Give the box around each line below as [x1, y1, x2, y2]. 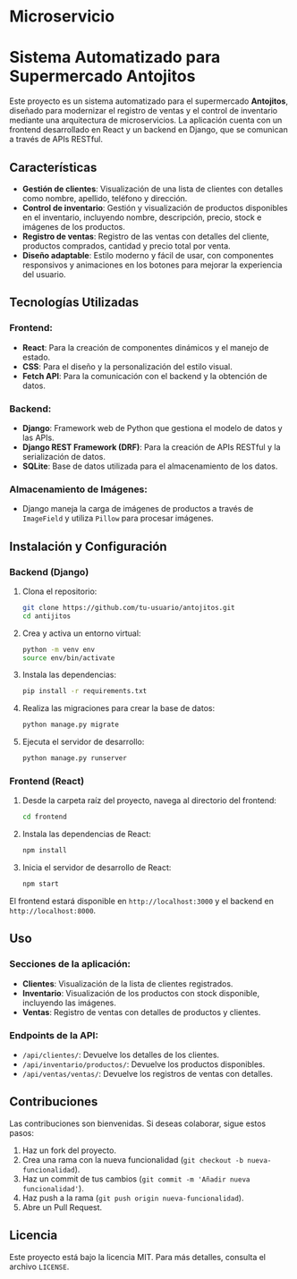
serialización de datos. [21, 451, 106, 462]
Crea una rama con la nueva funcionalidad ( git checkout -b [21, 1154, 244, 1165]
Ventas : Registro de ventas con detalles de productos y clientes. [21, 1006, 261, 1017]
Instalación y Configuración [9, 538, 167, 554]
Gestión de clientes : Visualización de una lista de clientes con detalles [21, 183, 284, 194]
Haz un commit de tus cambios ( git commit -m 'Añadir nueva [21, 1173, 250, 1184]
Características [9, 159, 98, 175]
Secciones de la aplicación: [9, 958, 132, 970]
